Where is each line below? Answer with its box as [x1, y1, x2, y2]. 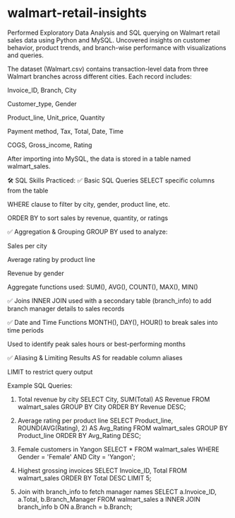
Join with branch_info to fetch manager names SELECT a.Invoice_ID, [17, 487, 217, 496]
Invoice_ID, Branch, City [7, 86, 77, 94]
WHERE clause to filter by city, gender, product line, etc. [7, 200, 171, 208]
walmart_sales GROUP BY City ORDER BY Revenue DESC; [17, 402, 186, 411]
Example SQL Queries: [7, 381, 73, 390]
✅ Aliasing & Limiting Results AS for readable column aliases [7, 353, 183, 362]
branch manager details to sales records [7, 304, 125, 313]
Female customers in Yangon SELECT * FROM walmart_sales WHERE [17, 444, 220, 454]
